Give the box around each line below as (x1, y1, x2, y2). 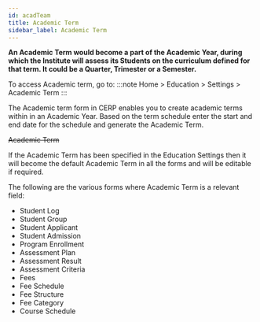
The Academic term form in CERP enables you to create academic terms (8, 103, 244, 113)
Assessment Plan (19, 248, 76, 257)
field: (8, 191, 25, 201)
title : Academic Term (8, 19, 79, 27)
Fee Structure (19, 290, 64, 299)
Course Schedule (19, 306, 76, 316)
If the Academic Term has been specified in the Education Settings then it (8, 150, 247, 160)
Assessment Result (19, 257, 82, 266)
